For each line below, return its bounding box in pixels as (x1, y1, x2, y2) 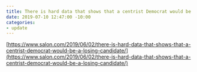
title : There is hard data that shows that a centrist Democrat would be (6, 8, 192, 15)
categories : (6, 19, 35, 25)
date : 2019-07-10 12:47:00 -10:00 (6, 14, 91, 20)
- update (6, 25, 28, 31)
